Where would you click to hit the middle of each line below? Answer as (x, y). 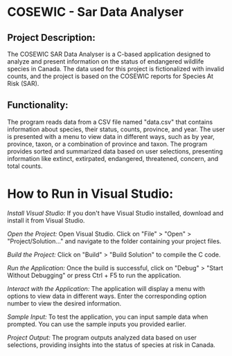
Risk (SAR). (23, 83)
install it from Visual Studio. (46, 220)
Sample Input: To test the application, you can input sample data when (108, 317)
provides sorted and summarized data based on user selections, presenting (115, 151)
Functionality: (38, 105)
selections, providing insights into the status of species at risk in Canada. (111, 345)
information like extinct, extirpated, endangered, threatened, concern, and (113, 158)
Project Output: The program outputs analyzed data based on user (102, 337)
